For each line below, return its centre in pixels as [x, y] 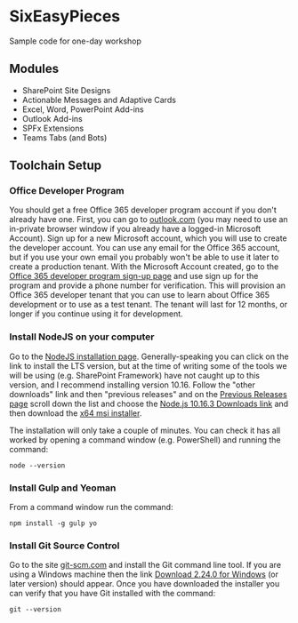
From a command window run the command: [91, 507]
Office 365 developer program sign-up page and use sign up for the [134, 276]
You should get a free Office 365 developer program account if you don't [143, 210]
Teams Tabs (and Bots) [64, 137]
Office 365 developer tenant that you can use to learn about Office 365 [139, 295]
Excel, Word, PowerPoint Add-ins [83, 109]
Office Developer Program [67, 191]
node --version [37, 465]
